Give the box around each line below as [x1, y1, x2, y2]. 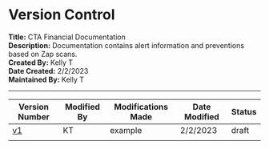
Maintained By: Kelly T [8, 74, 85, 84]
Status [231, 106, 257, 117]
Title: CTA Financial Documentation [8, 32, 126, 42]
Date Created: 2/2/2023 [8, 66, 89, 75]
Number [18, 111, 50, 122]
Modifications [114, 101, 169, 112]
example [110, 124, 143, 135]
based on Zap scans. [8, 49, 78, 58]
